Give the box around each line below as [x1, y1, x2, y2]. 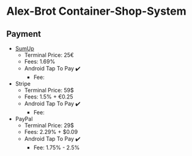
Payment [6, 29, 42, 39]
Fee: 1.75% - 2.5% [33, 144, 80, 151]
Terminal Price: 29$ [24, 122, 75, 129]
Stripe [15, 80, 31, 87]
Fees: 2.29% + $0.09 [24, 128, 78, 135]
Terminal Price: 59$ [24, 87, 75, 94]
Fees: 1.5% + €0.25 [24, 93, 73, 100]
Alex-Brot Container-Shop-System [6, 4, 186, 18]
